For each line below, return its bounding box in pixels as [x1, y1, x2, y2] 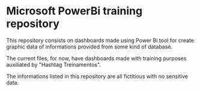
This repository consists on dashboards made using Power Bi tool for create [6, 37, 194, 44]
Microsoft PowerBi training [6, 4, 143, 18]
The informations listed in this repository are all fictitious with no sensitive [6, 72, 189, 80]
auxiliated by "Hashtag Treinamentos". [6, 61, 101, 68]
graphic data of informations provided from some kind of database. [6, 43, 173, 50]
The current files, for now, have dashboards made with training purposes [6, 54, 187, 62]
